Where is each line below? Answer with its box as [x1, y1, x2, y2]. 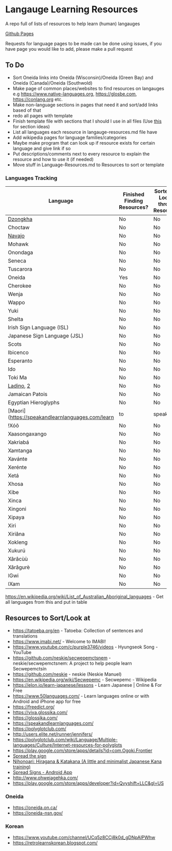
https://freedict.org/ [12, 704, 55, 710]
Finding [124, 197, 143, 205]
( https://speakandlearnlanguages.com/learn [8, 414, 114, 421]
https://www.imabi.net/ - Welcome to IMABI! [12, 638, 106, 644]
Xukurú [8, 547, 26, 555]
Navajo [8, 232, 25, 240]
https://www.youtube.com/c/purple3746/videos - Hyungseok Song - [12, 644, 158, 650]
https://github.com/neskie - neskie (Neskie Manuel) [12, 671, 122, 677]
